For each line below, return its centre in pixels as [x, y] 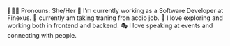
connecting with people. [42, 35]
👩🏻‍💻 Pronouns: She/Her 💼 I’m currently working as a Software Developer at [115, 11]
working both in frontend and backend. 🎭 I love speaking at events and [110, 25]
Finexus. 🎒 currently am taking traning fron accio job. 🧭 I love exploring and [115, 18]
